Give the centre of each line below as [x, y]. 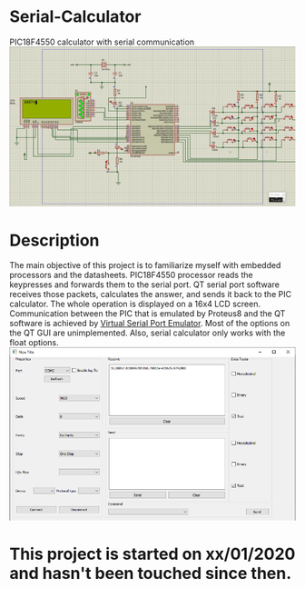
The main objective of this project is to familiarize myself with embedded [145, 265]
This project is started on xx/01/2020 [152, 554]
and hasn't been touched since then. [151, 574]
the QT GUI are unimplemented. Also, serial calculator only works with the [148, 333]
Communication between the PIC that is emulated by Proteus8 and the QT [148, 314]
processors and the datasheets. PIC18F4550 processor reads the [131, 275]
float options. [34, 343]
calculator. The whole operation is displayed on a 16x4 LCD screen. [135, 304]
